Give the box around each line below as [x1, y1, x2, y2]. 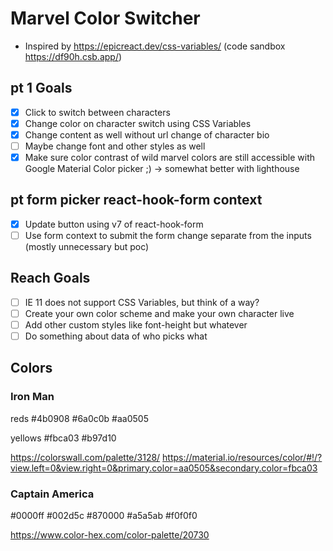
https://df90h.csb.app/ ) [24, 50, 123, 62]
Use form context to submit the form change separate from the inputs [24, 229, 312, 241]
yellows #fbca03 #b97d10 [10, 432, 117, 444]
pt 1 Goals [10, 80, 73, 97]
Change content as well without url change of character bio [24, 128, 270, 141]
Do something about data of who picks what [24, 330, 208, 342]
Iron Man [10, 390, 55, 404]
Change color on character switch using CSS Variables [24, 117, 252, 129]
